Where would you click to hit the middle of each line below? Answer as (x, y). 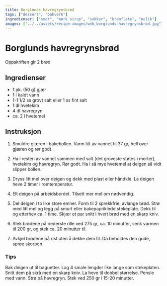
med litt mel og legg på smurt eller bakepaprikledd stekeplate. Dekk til (84, 208)
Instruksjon (23, 132)
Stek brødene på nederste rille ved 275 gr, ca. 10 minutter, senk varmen (85, 223)
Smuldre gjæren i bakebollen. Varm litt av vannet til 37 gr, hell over (80, 143)
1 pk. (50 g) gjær (29, 90)
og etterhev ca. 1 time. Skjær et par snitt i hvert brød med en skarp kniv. (85, 214)
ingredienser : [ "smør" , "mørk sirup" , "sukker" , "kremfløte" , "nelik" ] (81, 19)
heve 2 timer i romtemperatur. (43, 184)
